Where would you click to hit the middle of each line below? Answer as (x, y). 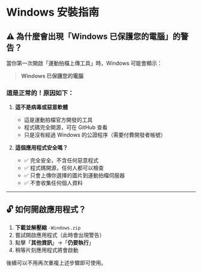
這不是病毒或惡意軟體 (41, 107)
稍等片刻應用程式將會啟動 (47, 250)
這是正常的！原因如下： (40, 92)
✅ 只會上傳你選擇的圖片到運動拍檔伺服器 (74, 175)
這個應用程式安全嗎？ (41, 148)
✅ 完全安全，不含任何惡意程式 (61, 160)
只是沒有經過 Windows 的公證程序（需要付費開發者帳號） (95, 135)
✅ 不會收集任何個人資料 (53, 183)
